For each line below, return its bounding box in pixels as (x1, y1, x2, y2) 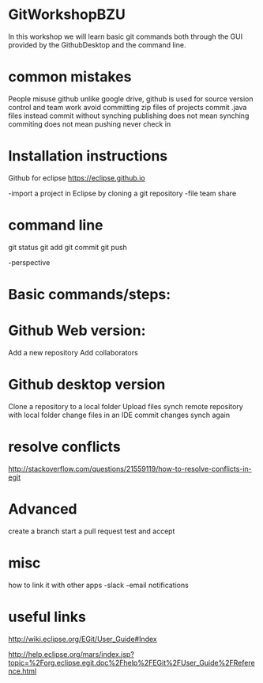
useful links (8, 608, 87, 626)
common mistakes (8, 68, 132, 86)
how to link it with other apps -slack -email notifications (8, 580, 190, 590)
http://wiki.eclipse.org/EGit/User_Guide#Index (8, 634, 158, 643)
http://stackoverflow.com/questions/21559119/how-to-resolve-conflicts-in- (8, 464, 252, 473)
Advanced (8, 500, 77, 518)
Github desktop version (8, 376, 166, 393)
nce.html (8, 666, 37, 676)
